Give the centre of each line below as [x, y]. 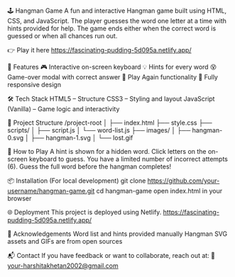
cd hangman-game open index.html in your [159, 191]
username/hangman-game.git [51, 191]
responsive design [34, 85]
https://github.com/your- [184, 181]
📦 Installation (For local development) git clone [77, 181]
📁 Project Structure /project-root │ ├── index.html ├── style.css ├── [110, 123]
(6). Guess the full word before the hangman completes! [89, 166]
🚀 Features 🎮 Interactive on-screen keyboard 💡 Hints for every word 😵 [112, 67]
